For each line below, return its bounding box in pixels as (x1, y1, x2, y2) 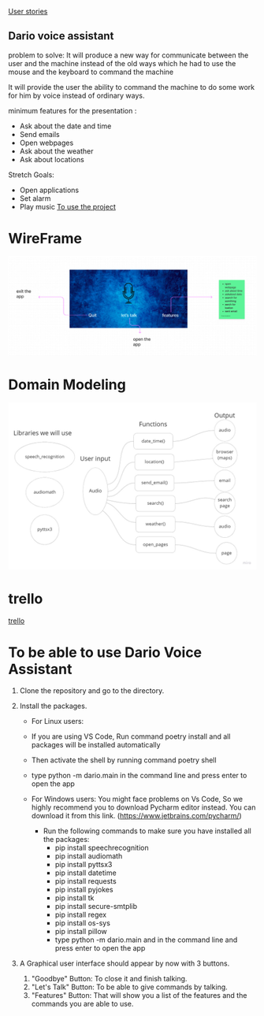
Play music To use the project (19, 202, 116, 211)
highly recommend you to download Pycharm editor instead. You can (31, 803, 256, 812)
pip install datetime (54, 868, 117, 877)
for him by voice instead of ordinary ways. (8, 91, 145, 100)
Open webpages (19, 138, 74, 147)
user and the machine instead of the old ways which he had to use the (8, 58, 236, 68)
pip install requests (54, 877, 117, 886)
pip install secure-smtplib (54, 902, 138, 911)
